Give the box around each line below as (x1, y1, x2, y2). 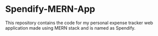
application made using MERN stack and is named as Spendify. (5, 25, 136, 31)
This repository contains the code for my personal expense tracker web (5, 20, 153, 26)
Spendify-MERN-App (5, 3, 95, 15)
